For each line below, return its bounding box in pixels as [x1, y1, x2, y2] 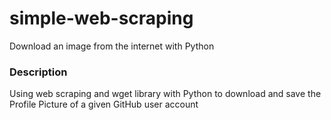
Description [9, 65, 68, 79]
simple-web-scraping [9, 7, 194, 30]
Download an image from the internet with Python [9, 40, 215, 52]
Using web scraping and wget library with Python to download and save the [9, 88, 322, 100]
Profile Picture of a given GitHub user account [9, 98, 199, 111]
